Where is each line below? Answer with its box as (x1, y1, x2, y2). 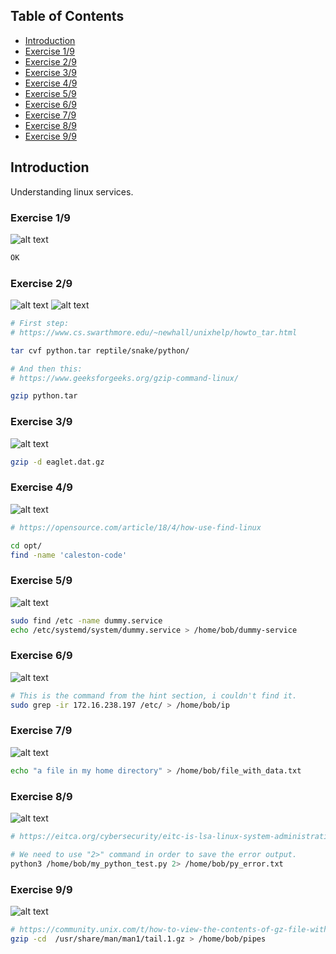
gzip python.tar (10, 391, 78, 401)
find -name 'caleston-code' (10, 550, 128, 560)
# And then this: (10, 364, 83, 374)
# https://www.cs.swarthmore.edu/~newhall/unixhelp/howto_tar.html (10, 327, 298, 338)
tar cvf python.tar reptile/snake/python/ (10, 345, 190, 356)
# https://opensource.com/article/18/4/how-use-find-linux (10, 522, 262, 533)
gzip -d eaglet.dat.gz (10, 457, 105, 467)
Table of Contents (10, 8, 125, 25)
